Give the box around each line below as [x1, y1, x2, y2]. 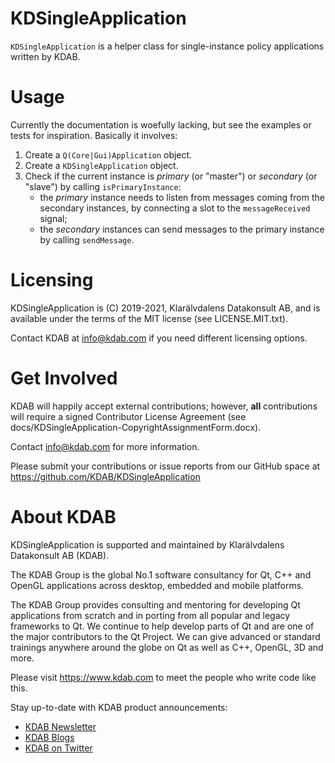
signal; [39, 212, 68, 224]
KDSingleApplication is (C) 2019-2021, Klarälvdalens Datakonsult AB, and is [10, 302, 321, 314]
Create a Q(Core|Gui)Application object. [24, 148, 193, 161]
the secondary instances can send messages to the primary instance [39, 223, 325, 235]
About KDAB [10, 505, 117, 528]
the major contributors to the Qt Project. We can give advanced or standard [10, 630, 321, 642]
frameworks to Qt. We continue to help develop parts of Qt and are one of [10, 620, 315, 632]
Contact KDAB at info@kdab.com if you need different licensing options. [10, 332, 308, 344]
